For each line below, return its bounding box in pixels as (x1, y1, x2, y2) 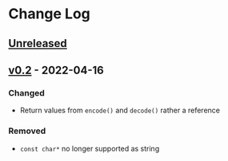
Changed (8, 87, 46, 98)
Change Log (8, 5, 90, 23)
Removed (8, 125, 46, 136)
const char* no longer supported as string (19, 143, 160, 153)
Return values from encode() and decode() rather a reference (19, 105, 220, 116)
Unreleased (8, 37, 68, 50)
